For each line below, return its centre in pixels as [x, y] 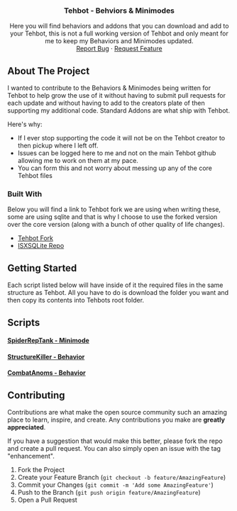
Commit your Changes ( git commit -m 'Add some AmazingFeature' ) [116, 485]
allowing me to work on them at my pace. [78, 161]
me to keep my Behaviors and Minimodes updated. [119, 41]
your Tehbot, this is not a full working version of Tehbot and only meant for [119, 33]
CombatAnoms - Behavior [47, 373]
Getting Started [42, 268]
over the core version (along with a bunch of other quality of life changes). [116, 225]
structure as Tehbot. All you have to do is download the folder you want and [118, 293]
